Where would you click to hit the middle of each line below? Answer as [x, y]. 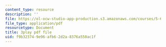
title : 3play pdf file [28, 32]
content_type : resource [30, 10]
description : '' [22, 14]
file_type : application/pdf [34, 23]
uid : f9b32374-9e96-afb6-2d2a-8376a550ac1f [51, 37]
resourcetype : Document [30, 28]
